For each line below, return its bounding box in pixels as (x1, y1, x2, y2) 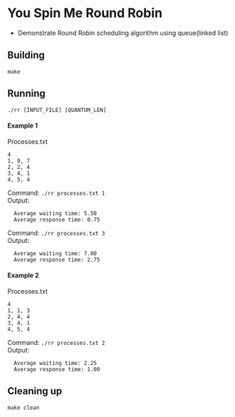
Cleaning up (7, 385, 63, 397)
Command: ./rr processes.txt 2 (7, 338, 105, 346)
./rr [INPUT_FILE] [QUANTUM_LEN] (7, 106, 107, 113)
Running (7, 88, 46, 100)
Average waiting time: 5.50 (14, 210, 98, 217)
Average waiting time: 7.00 (14, 249, 98, 257)
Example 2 (7, 271, 39, 279)
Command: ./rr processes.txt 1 (7, 188, 105, 197)
